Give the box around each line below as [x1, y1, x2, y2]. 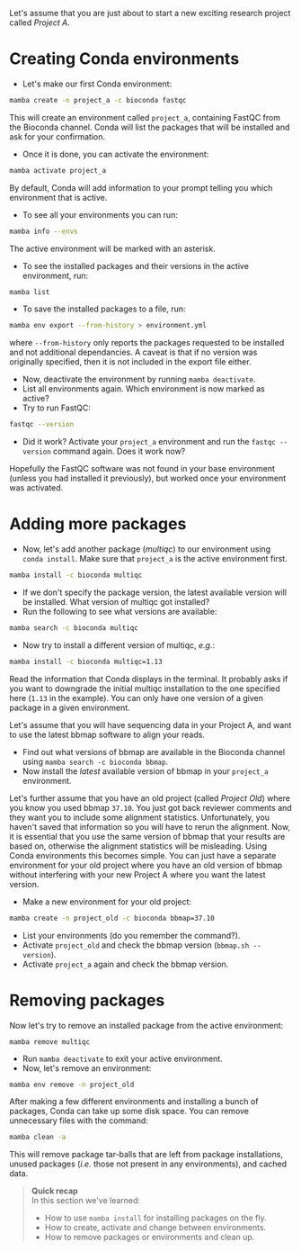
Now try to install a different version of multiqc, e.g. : [22, 639, 216, 651]
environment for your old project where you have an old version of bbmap [9, 859, 283, 870]
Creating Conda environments [9, 49, 240, 69]
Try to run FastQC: [22, 402, 92, 413]
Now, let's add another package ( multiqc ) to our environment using [22, 544, 271, 554]
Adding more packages [9, 514, 187, 535]
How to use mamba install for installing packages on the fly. [44, 1212, 267, 1223]
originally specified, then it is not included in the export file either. [9, 356, 252, 367]
